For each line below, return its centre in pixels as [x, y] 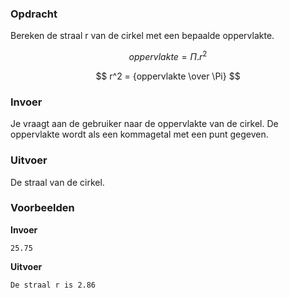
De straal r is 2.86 [53, 285]
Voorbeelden [42, 208]
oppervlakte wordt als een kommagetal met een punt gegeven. [139, 134]
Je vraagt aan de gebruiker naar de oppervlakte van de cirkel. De [144, 124]
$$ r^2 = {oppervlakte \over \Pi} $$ [168, 76]
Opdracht [34, 14]
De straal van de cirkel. [57, 182]
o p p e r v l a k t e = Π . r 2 [168, 55]
